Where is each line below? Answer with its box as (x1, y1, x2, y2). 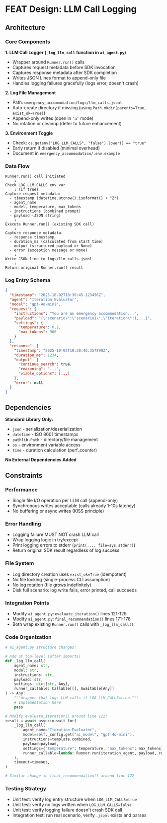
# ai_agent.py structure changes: (5, 645, 77, 650)
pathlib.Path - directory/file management (12, 437, 98, 443)
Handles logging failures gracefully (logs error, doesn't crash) (12, 80, 139, 86)
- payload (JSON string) (9, 213, 61, 218)
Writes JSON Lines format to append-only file (12, 75, 106, 80)
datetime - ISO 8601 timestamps (12, 431, 79, 438)
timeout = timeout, (14, 760, 50, 765)
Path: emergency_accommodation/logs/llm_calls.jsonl (12, 99, 123, 105)
